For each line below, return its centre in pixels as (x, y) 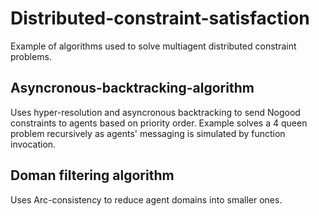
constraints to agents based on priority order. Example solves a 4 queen (159, 123)
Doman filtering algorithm (92, 175)
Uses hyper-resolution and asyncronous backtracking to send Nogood (155, 112)
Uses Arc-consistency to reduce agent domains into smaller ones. (146, 199)
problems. (31, 56)
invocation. (33, 144)
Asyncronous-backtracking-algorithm (132, 88)
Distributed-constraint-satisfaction (160, 18)
